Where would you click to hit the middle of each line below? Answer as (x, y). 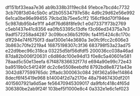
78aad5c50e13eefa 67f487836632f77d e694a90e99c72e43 (68, 62)
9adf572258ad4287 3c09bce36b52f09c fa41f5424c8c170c (68, 34)
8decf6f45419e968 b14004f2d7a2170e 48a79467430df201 (67, 78)
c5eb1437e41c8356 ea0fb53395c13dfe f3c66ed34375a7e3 (67, 29)
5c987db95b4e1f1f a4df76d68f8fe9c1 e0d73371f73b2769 (66, 23)
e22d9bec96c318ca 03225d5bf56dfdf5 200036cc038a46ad (69, 51)
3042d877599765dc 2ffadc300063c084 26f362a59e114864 (69, 73)
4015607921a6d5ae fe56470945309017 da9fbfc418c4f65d (67, 83)
